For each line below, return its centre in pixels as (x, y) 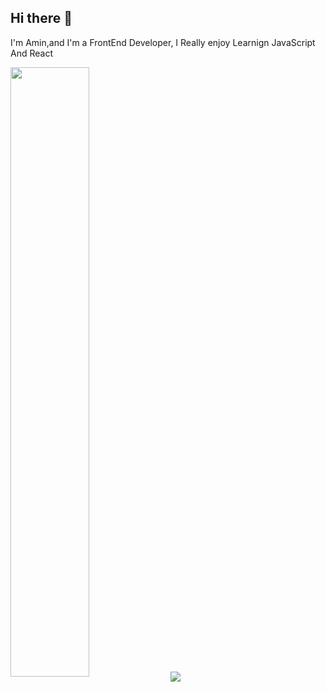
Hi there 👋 (41, 18)
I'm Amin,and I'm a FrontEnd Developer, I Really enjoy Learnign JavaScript (163, 42)
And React (31, 53)
